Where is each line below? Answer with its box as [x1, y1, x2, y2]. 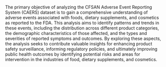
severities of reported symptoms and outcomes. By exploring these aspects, [5, 35, 161, 41]
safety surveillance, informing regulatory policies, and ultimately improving [5, 46, 158, 52]
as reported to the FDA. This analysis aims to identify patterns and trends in [5, 20, 160, 26]
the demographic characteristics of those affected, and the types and [5, 31, 147, 36]
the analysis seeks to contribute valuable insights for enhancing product [5, 41, 153, 46]
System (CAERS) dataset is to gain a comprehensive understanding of [5, 9, 148, 15]
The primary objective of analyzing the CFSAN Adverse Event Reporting [5, 4, 152, 10]
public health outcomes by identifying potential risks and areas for [5, 51, 140, 57]
